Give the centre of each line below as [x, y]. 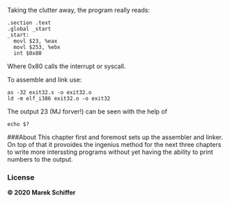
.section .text [29, 23]
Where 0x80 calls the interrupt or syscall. [67, 66]
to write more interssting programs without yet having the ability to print [110, 152]
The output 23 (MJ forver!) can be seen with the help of [87, 111]
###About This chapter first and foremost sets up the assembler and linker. [115, 137]
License [21, 177]
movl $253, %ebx [37, 47]
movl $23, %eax [36, 41]
